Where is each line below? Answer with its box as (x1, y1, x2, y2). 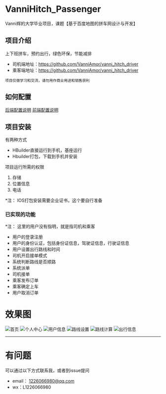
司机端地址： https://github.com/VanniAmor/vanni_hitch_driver (12, 61, 139, 67)
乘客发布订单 (12, 277, 39, 283)
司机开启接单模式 (12, 252, 47, 258)
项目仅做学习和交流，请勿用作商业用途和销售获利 (5, 78, 90, 83)
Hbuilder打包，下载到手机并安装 (12, 154, 78, 160)
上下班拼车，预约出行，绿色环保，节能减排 (5, 51, 92, 56)
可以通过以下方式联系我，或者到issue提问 (5, 367, 90, 373)
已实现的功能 (5, 211, 36, 218)
